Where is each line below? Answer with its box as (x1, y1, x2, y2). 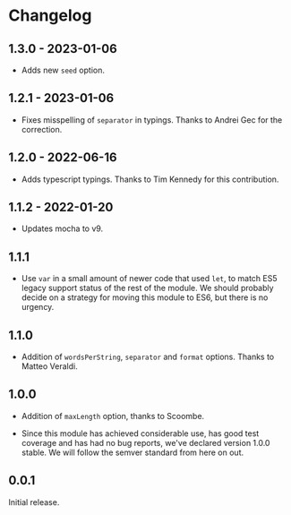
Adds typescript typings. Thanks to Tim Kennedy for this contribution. (21, 174, 279, 185)
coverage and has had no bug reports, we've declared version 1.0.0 (21, 437, 270, 448)
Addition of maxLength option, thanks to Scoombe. (21, 410, 205, 421)
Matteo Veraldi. (21, 361, 78, 372)
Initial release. (8, 496, 60, 507)
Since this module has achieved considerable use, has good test (21, 427, 260, 439)
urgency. (21, 302, 55, 313)
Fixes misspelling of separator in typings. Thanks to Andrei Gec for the (21, 114, 283, 125)
